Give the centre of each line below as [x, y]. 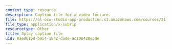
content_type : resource [31, 10]
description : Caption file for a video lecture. [58, 15]
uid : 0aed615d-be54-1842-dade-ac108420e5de [52, 39]
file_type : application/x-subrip [41, 24]
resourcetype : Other [27, 29]
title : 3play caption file [34, 34]
